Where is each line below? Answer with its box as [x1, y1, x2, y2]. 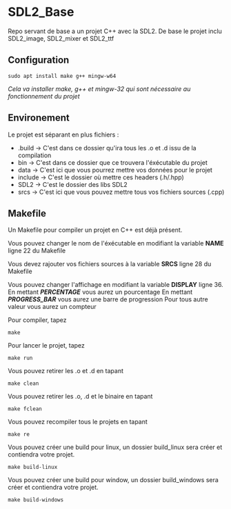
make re [8, 431, 30, 438]
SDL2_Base [8, 4, 74, 20]
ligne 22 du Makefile [8, 246, 66, 255]
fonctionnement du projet [8, 92, 80, 100]
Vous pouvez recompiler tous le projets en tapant [8, 418, 148, 426]
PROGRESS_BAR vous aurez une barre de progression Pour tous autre [8, 295, 209, 303]
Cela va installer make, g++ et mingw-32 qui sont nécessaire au [8, 84, 191, 93]
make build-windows [8, 497, 64, 503]
